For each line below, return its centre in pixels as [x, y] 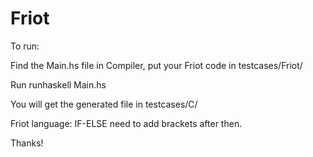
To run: [25, 46]
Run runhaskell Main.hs [58, 84]
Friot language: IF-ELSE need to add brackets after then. [126, 123]
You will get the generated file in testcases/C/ [104, 104]
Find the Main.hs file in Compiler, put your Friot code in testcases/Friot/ [156, 65]
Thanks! [27, 143]
